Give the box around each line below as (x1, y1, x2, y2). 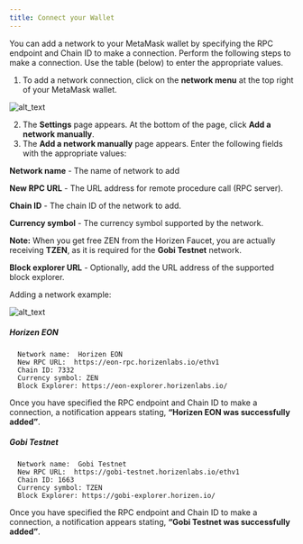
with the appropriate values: (22, 148, 127, 159)
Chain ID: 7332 (17, 366, 75, 375)
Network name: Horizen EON (17, 349, 124, 358)
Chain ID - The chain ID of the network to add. (9, 200, 182, 211)
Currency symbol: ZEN (17, 373, 99, 383)
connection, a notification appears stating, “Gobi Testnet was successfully (9, 516, 291, 527)
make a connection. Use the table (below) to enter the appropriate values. (9, 57, 284, 68)
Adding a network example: (9, 289, 112, 300)
